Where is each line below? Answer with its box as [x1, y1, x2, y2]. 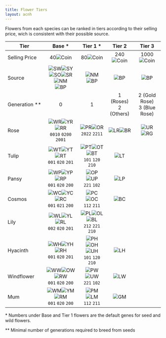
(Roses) [110, 97, 129, 104]
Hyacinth [7, 247, 29, 254]
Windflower [7, 273, 35, 280]
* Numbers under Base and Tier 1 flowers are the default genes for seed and [5, 312, 161, 318]
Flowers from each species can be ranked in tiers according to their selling [5, 25, 157, 31]
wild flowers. [5, 317, 31, 323]
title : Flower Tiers [5, 7, 48, 12]
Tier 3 [140, 43, 155, 49]
